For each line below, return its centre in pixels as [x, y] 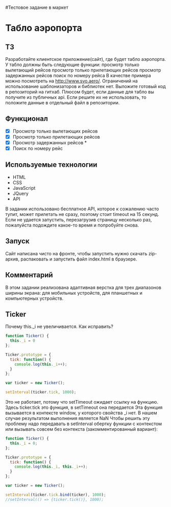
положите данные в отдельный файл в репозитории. [63, 103]
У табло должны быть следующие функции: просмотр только [72, 64]
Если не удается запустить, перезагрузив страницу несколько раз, [79, 219]
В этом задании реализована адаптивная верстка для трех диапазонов [83, 287]
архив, [12, 259]
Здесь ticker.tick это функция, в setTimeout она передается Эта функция [84, 407]
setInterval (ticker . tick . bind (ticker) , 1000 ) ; [56, 495]
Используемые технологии [51, 165]
